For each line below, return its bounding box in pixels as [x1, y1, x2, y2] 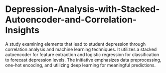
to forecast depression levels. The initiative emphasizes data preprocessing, [5, 57, 162, 63]
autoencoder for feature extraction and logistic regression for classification [5, 51, 160, 58]
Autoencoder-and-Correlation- [5, 14, 137, 25]
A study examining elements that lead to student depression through [5, 41, 146, 47]
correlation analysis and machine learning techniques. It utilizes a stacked [5, 46, 157, 52]
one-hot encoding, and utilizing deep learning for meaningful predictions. [5, 62, 156, 68]
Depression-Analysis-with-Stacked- [5, 3, 160, 15]
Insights [5, 25, 40, 36]
